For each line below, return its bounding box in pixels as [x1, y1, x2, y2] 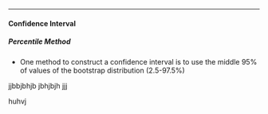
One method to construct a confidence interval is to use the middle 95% [19, 57, 258, 66]
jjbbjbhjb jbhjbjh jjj [8, 81, 68, 90]
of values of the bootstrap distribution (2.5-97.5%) [19, 65, 185, 75]
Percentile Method [8, 37, 71, 46]
